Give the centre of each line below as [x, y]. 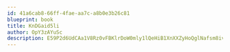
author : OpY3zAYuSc [35, 32]
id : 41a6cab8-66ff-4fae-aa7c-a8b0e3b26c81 [68, 13]
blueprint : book [30, 20]
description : [26, 38]
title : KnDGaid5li [33, 26]
